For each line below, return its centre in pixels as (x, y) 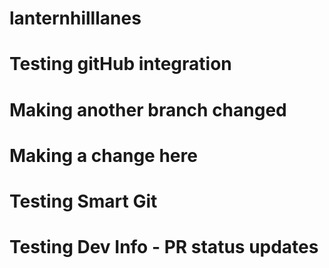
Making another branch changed (148, 109)
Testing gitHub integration (120, 64)
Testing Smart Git (83, 201)
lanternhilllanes (75, 18)
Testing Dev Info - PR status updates (164, 247)
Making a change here (103, 155)
